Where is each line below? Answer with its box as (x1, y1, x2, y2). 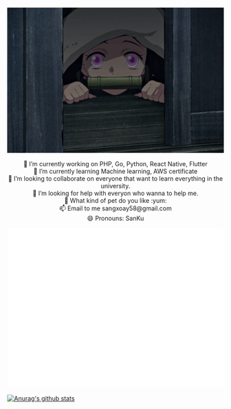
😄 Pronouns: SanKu (87, 214, 144, 222)
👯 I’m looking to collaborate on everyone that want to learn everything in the (8, 174, 223, 183)
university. (100, 181, 131, 190)
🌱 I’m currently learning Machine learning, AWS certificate (33, 167, 198, 175)
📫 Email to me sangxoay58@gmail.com (59, 204, 172, 212)
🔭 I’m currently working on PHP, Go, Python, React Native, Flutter (23, 159, 208, 168)
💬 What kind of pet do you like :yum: (64, 196, 167, 204)
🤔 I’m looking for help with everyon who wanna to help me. (32, 189, 199, 197)
